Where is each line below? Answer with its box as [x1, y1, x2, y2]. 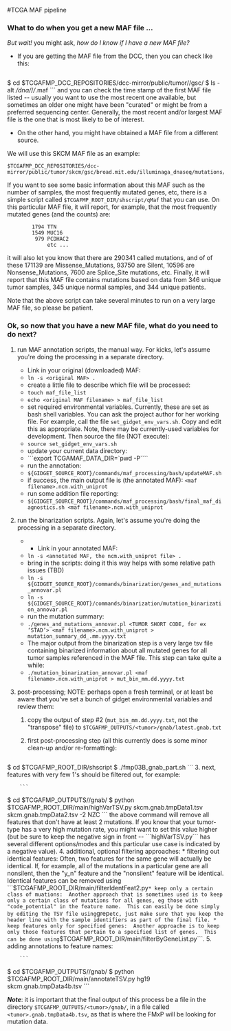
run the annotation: [27, 461, 82, 470]
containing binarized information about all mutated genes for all [27, 646, 208, 654]
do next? [7, 330, 37, 339]
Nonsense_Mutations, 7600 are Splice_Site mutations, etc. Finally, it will [7, 268, 210, 277]
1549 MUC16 [32, 230, 63, 237]
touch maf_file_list [27, 389, 87, 396]
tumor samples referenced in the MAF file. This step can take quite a [27, 653, 222, 661]
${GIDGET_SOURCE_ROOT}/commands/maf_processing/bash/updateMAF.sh [27, 470, 222, 477]
